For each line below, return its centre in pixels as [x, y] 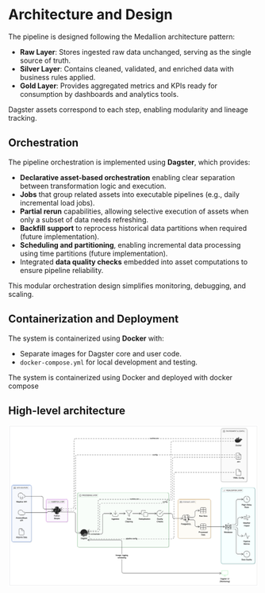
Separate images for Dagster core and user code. [101, 353]
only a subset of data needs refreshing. [84, 219]
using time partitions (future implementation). [94, 253]
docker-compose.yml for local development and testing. [109, 362]
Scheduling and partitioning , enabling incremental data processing [130, 245]
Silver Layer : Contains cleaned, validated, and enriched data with [127, 68]
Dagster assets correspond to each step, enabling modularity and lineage [128, 110]
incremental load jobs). [57, 202]
